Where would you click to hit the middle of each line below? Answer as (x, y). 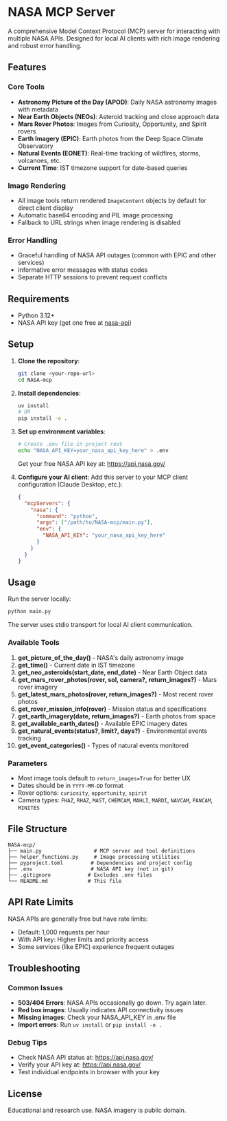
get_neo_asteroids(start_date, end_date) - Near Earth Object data (112, 672)
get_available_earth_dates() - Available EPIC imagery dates (103, 723)
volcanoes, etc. (39, 160)
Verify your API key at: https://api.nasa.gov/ (79, 1065)
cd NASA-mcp (35, 380)
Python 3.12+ (36, 316)
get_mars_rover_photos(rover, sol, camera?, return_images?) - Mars (117, 679)
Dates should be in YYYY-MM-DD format (71, 785)
